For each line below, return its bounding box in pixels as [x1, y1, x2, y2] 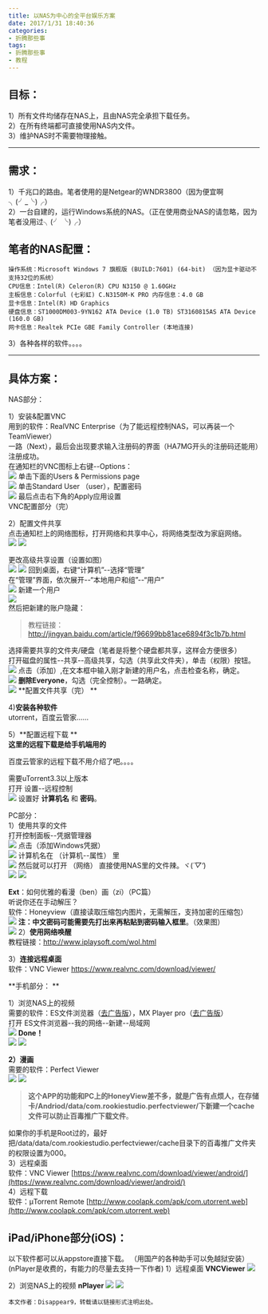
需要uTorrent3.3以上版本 [8, 774, 89, 783]
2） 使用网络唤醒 [18, 927, 72, 937]
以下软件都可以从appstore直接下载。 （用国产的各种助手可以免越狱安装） [8, 1253, 250, 1263]
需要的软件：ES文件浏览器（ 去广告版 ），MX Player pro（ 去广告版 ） [8, 1008, 228, 1018]
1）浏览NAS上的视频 [8, 998, 75, 1008]
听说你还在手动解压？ [8, 897, 78, 907]
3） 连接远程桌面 [8, 954, 62, 964]
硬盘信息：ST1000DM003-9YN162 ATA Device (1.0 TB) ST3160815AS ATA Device [8, 308, 257, 316]
